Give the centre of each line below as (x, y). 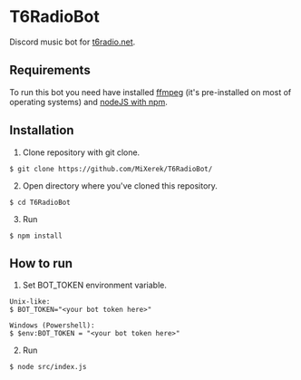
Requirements (50, 70)
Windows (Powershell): (52, 326)
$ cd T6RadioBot (40, 202)
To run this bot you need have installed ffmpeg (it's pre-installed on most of (150, 92)
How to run (41, 263)
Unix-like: (30, 302)
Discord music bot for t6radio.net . (73, 42)
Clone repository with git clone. (81, 152)
